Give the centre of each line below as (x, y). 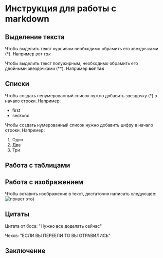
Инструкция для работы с (61, 9)
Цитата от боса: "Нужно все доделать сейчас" (54, 226)
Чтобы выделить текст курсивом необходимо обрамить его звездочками (82, 49)
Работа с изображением (44, 182)
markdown (27, 19)
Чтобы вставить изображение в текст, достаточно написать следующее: (81, 194)
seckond (21, 115)
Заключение (25, 251)
